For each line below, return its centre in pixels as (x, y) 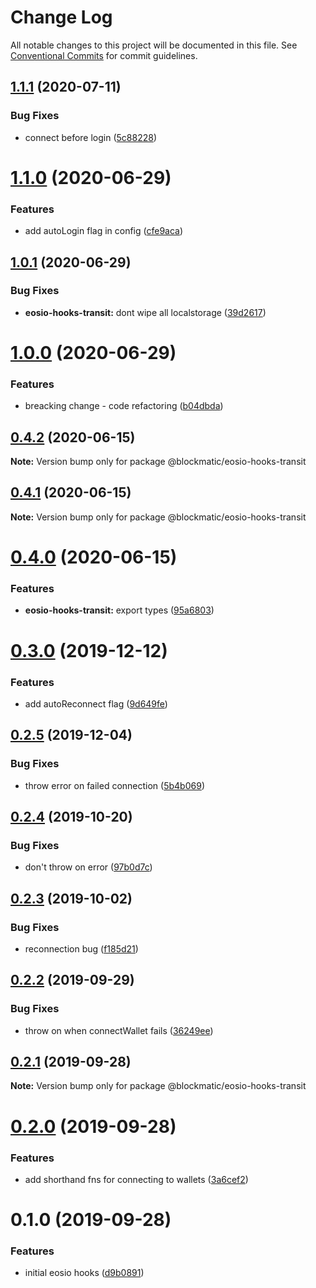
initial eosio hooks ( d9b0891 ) (84, 1273)
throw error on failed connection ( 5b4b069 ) (114, 785)
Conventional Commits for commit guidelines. (104, 55)
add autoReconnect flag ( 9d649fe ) (96, 703)
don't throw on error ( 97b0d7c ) (88, 867)
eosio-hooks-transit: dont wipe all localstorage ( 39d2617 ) (145, 312)
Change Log (61, 17)
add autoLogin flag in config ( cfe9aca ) (104, 231)
